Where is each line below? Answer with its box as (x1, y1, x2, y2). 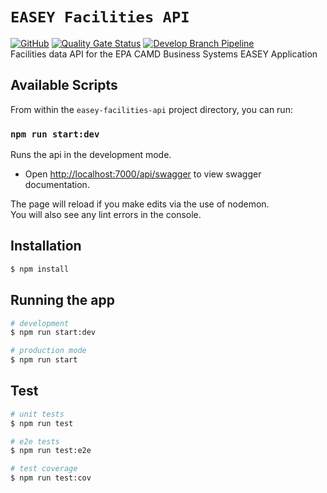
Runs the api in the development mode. (10, 149, 172, 161)
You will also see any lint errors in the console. (10, 209, 202, 221)
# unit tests (10, 409, 65, 419)
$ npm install (10, 264, 70, 274)
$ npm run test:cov (10, 473, 92, 483)
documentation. (24, 179, 90, 191)
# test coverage (10, 464, 78, 474)
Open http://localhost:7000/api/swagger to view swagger (24, 168, 262, 180)
